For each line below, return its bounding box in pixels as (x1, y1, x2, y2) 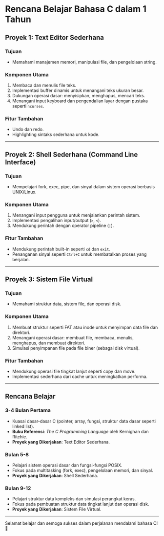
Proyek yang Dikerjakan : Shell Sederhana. (12, 473, 99, 479)
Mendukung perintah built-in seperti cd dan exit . (12, 246, 111, 252)
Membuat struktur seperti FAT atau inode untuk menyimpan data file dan (12, 324, 158, 330)
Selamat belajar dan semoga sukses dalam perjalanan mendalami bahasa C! (5, 520, 158, 526)
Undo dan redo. (12, 126, 44, 133)
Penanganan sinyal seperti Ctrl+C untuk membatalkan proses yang (12, 251, 147, 257)
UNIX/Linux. (12, 189, 37, 195)
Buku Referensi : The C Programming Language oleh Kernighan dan (12, 428, 149, 434)
